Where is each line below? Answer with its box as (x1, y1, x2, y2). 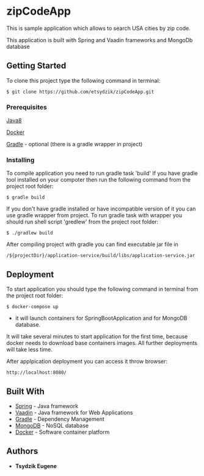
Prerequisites (6, 103, 47, 111)
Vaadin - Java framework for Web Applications (15, 409, 133, 416)
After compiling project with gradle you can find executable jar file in (6, 240, 179, 248)
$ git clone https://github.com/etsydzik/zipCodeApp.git (6, 89, 155, 95)
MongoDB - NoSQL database (15, 422, 89, 429)
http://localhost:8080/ (6, 370, 67, 376)
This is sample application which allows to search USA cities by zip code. (6, 24, 191, 32)
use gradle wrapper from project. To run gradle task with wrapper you (6, 212, 182, 219)
